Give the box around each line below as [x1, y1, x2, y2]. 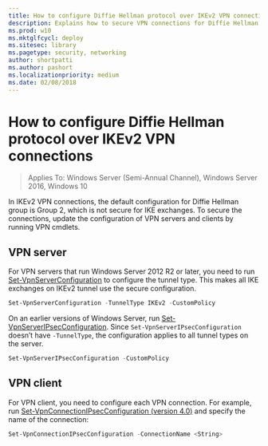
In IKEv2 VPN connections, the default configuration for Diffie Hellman [8, 197, 239, 207]
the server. [8, 339, 44, 349]
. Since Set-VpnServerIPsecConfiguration [106, 322, 242, 332]
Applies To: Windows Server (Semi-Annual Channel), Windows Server [27, 173, 258, 183]
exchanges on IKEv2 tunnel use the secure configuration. [8, 284, 197, 294]
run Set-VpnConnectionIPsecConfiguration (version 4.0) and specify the [8, 406, 246, 416]
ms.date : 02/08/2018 [8, 78, 77, 86]
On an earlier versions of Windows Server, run [8, 314, 160, 323]
